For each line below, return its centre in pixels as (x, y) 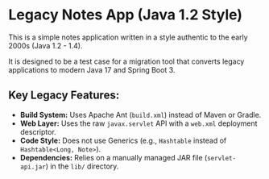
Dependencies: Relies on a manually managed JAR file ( (114, 157)
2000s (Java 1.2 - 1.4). (46, 45)
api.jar (33, 167)
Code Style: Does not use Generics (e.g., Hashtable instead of (123, 140)
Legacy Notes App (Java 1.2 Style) (126, 15)
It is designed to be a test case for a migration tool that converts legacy (126, 61)
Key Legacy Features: (64, 96)
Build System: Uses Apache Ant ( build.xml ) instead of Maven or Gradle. (141, 114)
